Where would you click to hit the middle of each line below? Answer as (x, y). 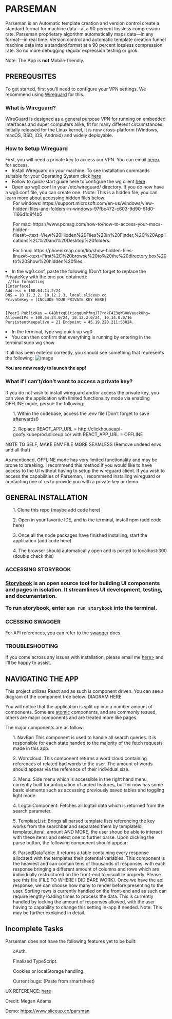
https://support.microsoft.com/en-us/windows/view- (98, 203)
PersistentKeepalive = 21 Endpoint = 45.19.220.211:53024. (70, 322)
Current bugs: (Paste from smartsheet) (54, 981)
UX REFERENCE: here (28, 991)
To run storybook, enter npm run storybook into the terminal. (81, 608)
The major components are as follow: (45, 728)
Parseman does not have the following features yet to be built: (71, 941)
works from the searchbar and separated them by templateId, (78, 826)
